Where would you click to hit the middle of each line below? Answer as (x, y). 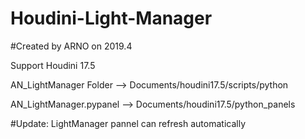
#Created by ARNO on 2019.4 (71, 46)
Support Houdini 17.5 (53, 65)
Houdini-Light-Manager (111, 18)
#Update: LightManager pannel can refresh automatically (128, 123)
